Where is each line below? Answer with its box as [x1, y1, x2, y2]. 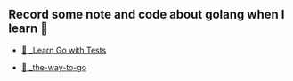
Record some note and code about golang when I [8, 7, 285, 22]
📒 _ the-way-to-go [20, 61, 86, 72]
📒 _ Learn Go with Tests [20, 45, 107, 55]
